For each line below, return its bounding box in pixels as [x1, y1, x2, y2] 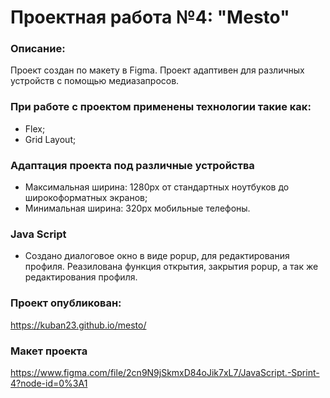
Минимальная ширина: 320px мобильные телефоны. [24, 202, 251, 215]
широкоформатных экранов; [24, 192, 148, 204]
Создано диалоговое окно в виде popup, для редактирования [24, 250, 290, 262]
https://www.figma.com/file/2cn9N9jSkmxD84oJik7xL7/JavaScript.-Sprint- [10, 366, 320, 378]
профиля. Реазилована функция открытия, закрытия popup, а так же [24, 261, 319, 273]
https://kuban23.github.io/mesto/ [10, 319, 147, 331]
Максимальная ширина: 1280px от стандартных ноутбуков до [24, 181, 290, 193]
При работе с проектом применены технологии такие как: [10, 100, 312, 114]
